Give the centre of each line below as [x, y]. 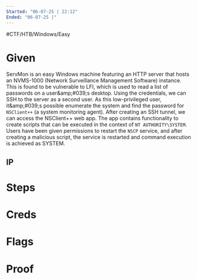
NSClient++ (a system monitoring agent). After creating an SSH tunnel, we [96, 112]
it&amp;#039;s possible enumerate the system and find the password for [95, 106]
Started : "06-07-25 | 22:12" [42, 12]
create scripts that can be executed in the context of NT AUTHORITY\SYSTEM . [97, 124]
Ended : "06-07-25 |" [32, 17]
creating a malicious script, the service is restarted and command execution [98, 137]
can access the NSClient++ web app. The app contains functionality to [92, 118]
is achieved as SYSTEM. [36, 143]
